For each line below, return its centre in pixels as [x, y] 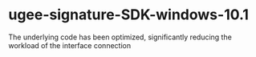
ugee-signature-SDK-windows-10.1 [128, 15]
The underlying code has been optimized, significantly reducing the [120, 37]
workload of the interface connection [69, 45]
